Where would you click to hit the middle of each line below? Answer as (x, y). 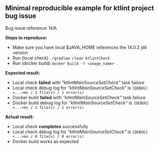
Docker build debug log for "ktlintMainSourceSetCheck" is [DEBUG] (81, 103)
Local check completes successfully (50, 126)
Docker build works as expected (45, 141)
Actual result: (19, 117)
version (20, 52)
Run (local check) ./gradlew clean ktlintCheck (61, 58)
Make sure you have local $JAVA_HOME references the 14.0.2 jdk (79, 47)
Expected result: (23, 73)
